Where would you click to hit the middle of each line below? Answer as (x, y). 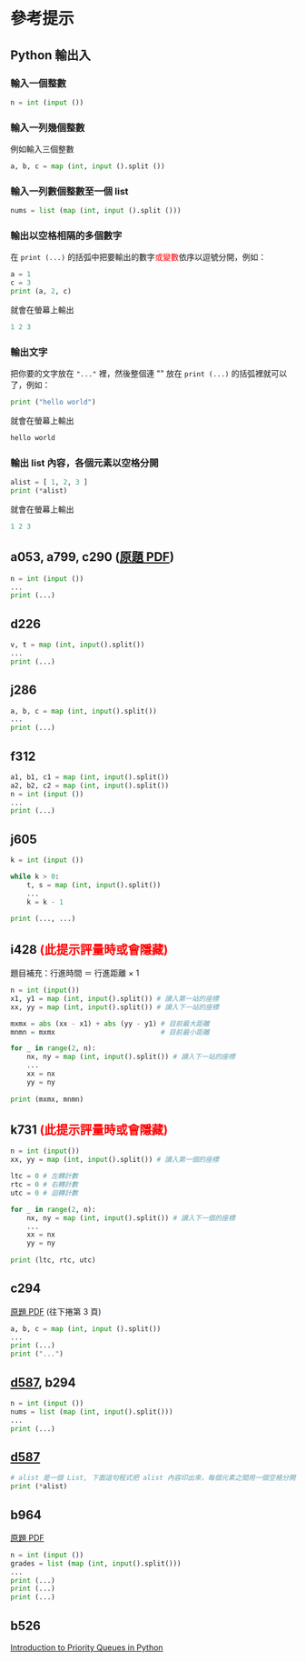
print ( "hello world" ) (53, 402)
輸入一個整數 (39, 83)
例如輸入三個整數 (42, 149)
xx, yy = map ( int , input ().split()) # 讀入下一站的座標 (115, 1007)
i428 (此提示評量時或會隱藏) (89, 950)
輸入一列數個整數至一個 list (69, 191)
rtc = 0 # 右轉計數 (44, 1185)
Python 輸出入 (51, 55)
